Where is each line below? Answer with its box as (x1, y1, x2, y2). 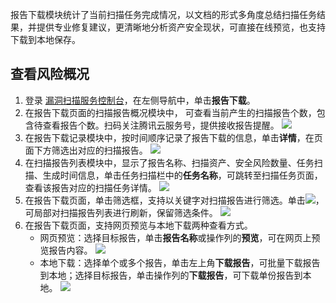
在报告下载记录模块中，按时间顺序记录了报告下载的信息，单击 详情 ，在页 (24, 131, 323, 143)
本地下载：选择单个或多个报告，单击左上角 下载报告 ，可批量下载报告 (39, 256, 321, 268)
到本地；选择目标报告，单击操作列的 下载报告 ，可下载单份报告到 (39, 269, 303, 281)
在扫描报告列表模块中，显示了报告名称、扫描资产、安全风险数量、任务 (24, 156, 315, 168)
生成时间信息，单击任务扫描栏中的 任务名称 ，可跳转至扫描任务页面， (42, 169, 323, 181)
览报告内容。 (39, 244, 93, 256)
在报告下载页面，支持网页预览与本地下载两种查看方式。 (24, 219, 253, 231)
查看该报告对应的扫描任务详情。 (24, 181, 157, 193)
